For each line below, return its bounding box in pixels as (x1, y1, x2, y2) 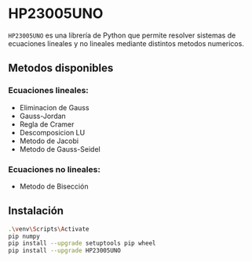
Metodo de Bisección (19, 181, 89, 191)
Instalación (8, 204, 64, 217)
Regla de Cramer (19, 119, 75, 129)
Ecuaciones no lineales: (8, 163, 100, 174)
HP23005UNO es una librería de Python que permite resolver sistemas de (8, 31, 236, 40)
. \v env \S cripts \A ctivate (8, 224, 89, 233)
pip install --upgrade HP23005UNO (8, 247, 122, 255)
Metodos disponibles (8, 62, 114, 75)
